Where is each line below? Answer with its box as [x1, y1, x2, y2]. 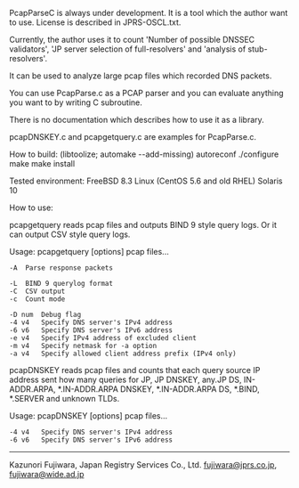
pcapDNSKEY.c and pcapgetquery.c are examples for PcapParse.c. [9, 132, 256, 142]
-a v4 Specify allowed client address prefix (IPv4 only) [9, 349, 238, 358]
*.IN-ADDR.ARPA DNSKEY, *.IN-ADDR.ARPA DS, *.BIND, [57, 384, 260, 394]
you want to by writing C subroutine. [9, 97, 142, 108]
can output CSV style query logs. [9, 229, 131, 240]
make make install [9, 159, 76, 168]
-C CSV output [9, 287, 66, 296]
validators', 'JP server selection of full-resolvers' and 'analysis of [9, 44, 246, 54]
